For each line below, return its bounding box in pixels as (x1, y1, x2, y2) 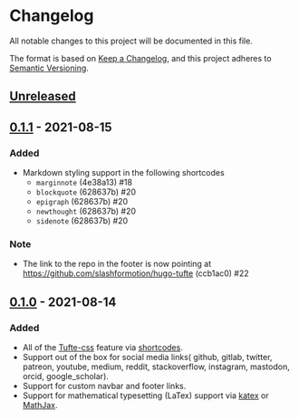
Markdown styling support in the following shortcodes (22, 167, 225, 178)
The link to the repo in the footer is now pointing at (22, 259, 212, 270)
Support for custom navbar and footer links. (22, 381, 187, 391)
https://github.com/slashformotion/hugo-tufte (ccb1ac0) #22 (22, 268, 249, 279)
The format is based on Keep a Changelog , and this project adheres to (9, 52, 272, 63)
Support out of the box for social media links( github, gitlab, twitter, (22, 352, 273, 362)
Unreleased (9, 89, 77, 104)
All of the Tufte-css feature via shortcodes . (22, 342, 183, 353)
